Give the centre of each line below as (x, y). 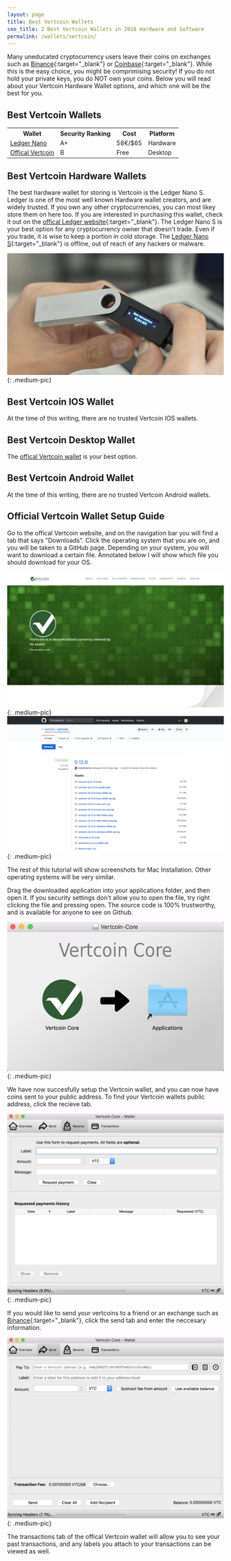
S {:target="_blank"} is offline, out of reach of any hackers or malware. (106, 244)
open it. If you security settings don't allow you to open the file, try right (109, 897)
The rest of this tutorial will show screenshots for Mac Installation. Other (109, 870)
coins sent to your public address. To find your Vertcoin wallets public (106, 1097)
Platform (162, 133)
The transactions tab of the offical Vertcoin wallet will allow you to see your (113, 1536)
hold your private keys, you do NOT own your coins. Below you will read (109, 78)
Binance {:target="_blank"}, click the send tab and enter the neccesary (107, 1320)
